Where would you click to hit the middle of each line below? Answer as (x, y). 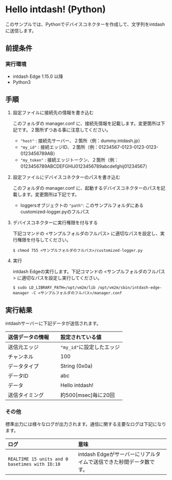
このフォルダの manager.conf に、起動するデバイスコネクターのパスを (87, 188)
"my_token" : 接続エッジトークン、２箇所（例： (70, 160)
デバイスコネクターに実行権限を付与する (55, 223)
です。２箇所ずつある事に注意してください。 (64, 130)
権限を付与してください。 (44, 240)
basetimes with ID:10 (34, 464)
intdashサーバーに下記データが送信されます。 (53, 323)
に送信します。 (21, 30)
